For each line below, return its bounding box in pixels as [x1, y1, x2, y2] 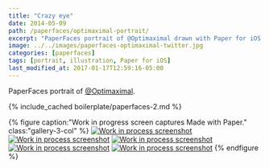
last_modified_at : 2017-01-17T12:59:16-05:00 [8, 64, 163, 72]
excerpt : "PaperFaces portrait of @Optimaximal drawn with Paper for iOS [8, 34, 262, 43]
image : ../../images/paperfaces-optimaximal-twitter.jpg [8, 42, 204, 50]
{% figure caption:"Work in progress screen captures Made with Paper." [8, 117, 247, 127]
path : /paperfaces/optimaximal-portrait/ [8, 27, 150, 35]
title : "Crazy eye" [8, 11, 74, 20]
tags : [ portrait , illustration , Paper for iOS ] [8, 57, 172, 65]
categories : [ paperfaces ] [8, 49, 95, 57]
